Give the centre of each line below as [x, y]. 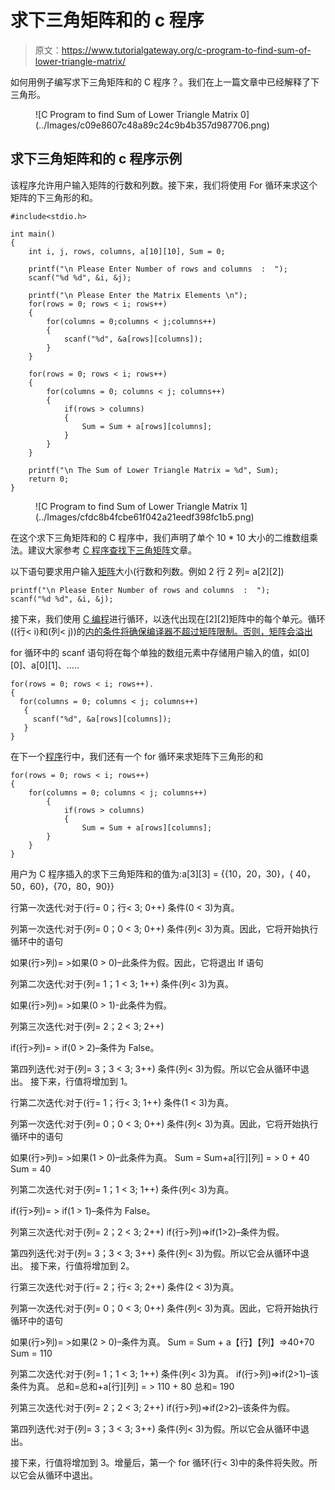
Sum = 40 [31, 1168]
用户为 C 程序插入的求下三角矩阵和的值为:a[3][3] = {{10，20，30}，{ [152, 873]
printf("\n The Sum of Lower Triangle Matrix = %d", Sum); [154, 470]
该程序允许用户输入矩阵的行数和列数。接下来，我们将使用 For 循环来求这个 [164, 185]
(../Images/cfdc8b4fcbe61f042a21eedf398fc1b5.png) [145, 517]
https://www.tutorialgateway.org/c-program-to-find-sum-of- [186, 50]
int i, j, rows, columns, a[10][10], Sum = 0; [127, 251]
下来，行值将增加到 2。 [86, 1265]
